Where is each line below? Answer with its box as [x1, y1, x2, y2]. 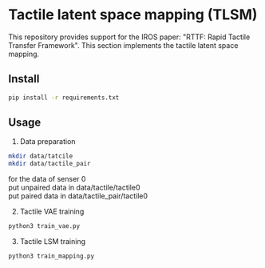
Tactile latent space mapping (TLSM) [8, 6, 258, 24]
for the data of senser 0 [8, 174, 86, 184]
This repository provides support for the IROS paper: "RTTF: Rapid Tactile [8, 32, 251, 42]
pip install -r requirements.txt [8, 94, 120, 102]
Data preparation [19, 137, 76, 146]
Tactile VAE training [19, 206, 85, 217]
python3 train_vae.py [8, 222, 81, 230]
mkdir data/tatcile [8, 152, 73, 161]
